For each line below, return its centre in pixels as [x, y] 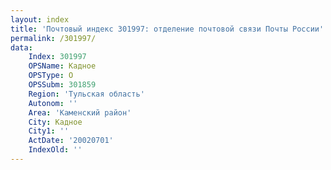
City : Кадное [55, 122]
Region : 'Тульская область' [86, 94]
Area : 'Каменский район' [80, 112]
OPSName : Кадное [62, 66]
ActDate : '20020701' [71, 141]
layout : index [40, 19]
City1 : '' [49, 131]
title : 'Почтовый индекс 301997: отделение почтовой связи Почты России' [167, 29]
